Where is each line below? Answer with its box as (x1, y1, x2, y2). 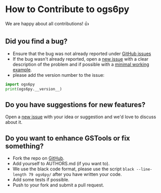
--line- (136, 167, 153, 172)
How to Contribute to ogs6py (5, 4, 130, 15)
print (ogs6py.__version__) (5, 86, 62, 91)
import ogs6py (5, 82, 35, 87)
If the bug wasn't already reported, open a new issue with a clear (12, 56, 148, 62)
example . (12, 67, 32, 73)
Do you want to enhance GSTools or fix (5, 134, 130, 142)
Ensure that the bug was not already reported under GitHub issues (12, 51, 151, 57)
